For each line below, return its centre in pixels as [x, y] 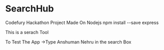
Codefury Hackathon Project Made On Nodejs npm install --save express [82, 22]
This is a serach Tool [27, 32]
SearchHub [30, 9]
